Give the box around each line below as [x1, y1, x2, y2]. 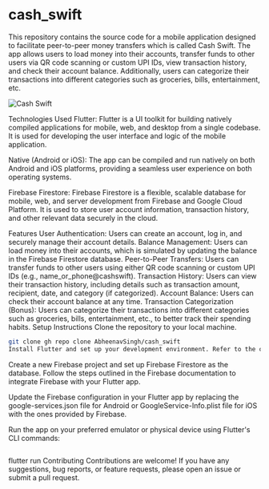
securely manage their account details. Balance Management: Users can [8, 237, 248, 247]
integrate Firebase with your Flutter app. [8, 376, 141, 386]
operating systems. [8, 172, 72, 182]
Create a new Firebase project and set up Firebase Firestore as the [8, 359, 229, 369]
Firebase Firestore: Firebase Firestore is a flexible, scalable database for [8, 187, 247, 197]
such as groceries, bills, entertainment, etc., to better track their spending [8, 314, 251, 323]
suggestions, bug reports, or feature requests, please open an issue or [8, 464, 242, 474]
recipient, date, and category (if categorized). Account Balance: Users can [8, 288, 255, 298]
